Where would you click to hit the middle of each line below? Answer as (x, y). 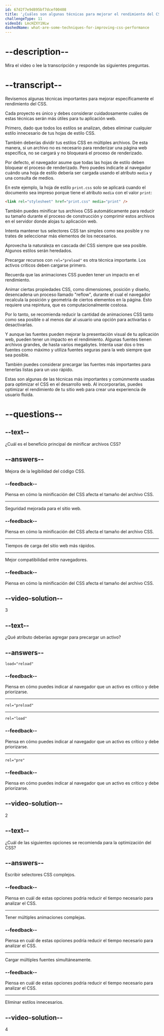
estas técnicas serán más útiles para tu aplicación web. (61, 118)
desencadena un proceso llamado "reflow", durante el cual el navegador (78, 294)
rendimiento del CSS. (26, 104)
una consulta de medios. (30, 178)
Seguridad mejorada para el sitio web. (43, 508)
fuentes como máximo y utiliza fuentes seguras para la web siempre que (78, 350)
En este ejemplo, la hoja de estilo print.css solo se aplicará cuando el (75, 187)
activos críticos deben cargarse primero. (46, 265)
